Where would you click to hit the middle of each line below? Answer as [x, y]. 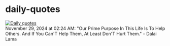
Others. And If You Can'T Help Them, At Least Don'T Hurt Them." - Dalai [81, 33]
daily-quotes [33, 9]
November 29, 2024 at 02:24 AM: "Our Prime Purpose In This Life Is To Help [85, 28]
